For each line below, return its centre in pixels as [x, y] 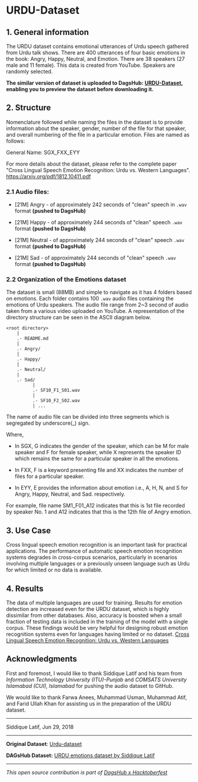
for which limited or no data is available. [55, 570]
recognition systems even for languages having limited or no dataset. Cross [98, 634]
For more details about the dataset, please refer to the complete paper [91, 164]
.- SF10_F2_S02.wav [56, 401]
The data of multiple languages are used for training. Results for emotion [94, 603]
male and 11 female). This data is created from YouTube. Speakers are [91, 65]
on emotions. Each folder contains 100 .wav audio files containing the [90, 299]
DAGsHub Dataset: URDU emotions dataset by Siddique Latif [80, 755]
